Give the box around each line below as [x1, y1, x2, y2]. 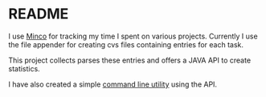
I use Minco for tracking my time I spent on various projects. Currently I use [8, 31, 259, 41]
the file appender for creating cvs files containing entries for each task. [8, 39, 243, 49]
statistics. [8, 63, 40, 73]
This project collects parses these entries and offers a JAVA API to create [8, 55, 252, 65]
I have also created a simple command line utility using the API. [8, 79, 218, 89]
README [8, 5, 69, 23]
